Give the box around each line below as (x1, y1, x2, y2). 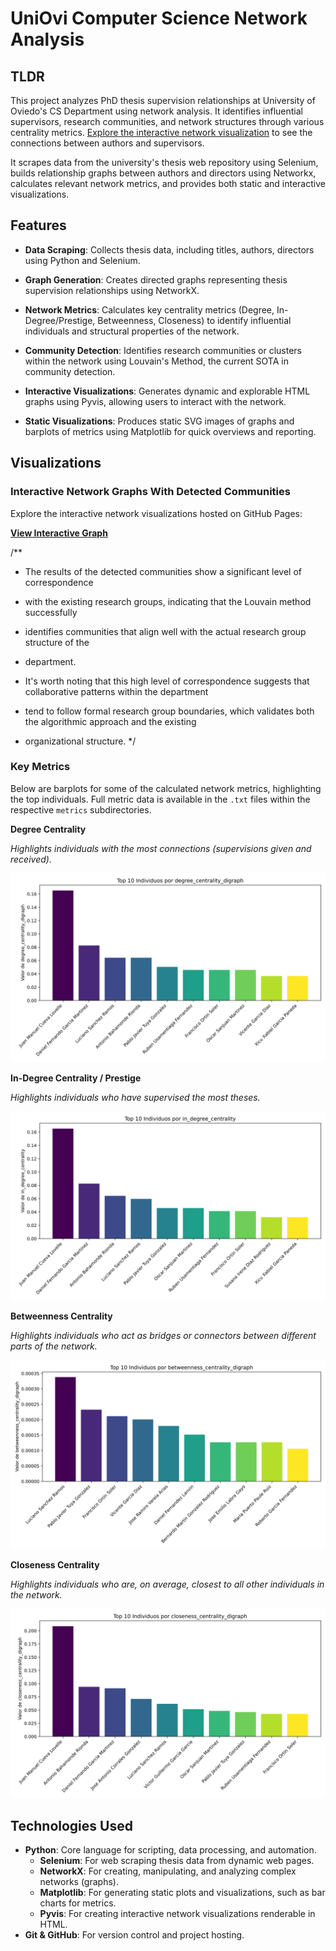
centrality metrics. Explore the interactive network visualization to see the (10, 127, 313, 138)
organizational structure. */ (24, 735, 137, 747)
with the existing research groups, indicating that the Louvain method (24, 595, 312, 607)
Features (10, 217, 67, 234)
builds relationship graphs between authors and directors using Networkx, (10, 167, 317, 179)
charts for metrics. (39, 1897, 117, 1909)
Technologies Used (10, 1818, 133, 1834)
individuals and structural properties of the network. (24, 325, 240, 337)
